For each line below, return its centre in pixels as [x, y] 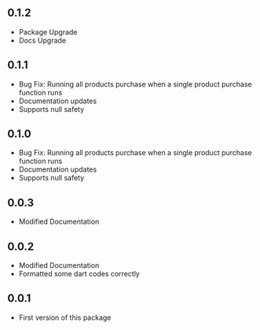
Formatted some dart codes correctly [79, 274]
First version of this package [65, 317]
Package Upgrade [48, 32]
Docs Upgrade [42, 40]
